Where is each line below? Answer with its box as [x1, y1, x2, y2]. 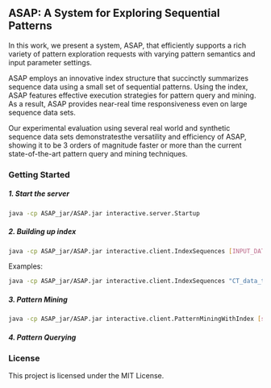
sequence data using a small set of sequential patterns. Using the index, [8, 81, 248, 91]
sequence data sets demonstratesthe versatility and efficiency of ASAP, [8, 131, 248, 141]
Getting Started [8, 169, 70, 180]
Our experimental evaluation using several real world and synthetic [8, 123, 231, 132]
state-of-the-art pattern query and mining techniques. [8, 148, 188, 158]
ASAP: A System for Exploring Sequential [8, 6, 220, 20]
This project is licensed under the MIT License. [8, 371, 165, 381]
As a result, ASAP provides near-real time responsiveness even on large [8, 98, 248, 108]
